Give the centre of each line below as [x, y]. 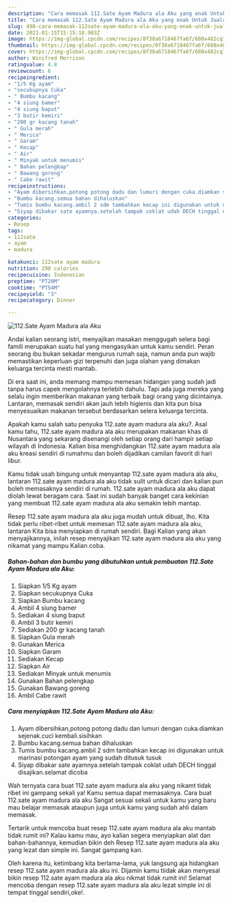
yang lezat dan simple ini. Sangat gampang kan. [75, 850]
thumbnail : [23, 45]
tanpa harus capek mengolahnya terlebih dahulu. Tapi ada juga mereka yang [116, 389]
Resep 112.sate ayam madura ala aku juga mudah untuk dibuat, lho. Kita [109, 516]
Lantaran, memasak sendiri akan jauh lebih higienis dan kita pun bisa [105, 404]
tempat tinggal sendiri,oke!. [46, 893]
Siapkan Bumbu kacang [51, 601]
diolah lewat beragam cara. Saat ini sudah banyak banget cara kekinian [108, 496]
